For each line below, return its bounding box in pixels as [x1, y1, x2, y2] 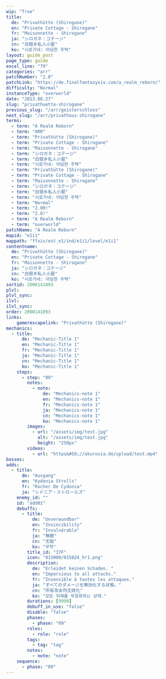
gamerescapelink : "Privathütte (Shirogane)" [16, 320, 127, 326]
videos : [27, 445, 46, 451]
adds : [6, 462, 19, 468]
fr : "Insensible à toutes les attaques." [32, 576, 134, 582]
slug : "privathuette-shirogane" [6, 101, 85, 107]
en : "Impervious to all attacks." [32, 571, 116, 577]
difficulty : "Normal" [6, 85, 59, 91]
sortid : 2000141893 [6, 281, 54, 288]
